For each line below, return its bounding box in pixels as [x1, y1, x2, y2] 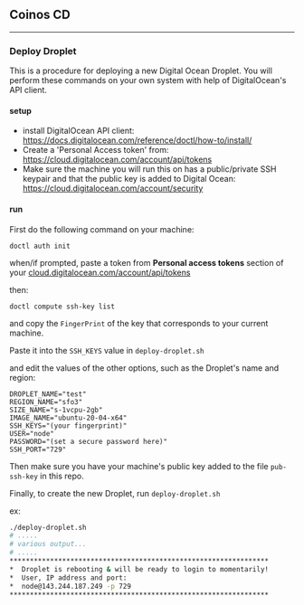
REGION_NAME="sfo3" [9, 397, 83, 406]
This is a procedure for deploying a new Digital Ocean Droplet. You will [9, 65, 273, 76]
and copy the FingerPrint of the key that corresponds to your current [9, 317, 269, 328]
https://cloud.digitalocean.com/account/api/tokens [22, 154, 213, 165]
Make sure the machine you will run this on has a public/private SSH [22, 164, 277, 175]
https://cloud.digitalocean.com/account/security [22, 183, 204, 194]
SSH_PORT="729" [9, 445, 67, 454]
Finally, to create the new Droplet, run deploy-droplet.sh [9, 487, 221, 498]
